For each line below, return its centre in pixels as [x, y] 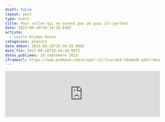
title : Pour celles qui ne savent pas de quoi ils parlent [67, 23]
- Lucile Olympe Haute [33, 37]
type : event [17, 19]
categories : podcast [26, 42]
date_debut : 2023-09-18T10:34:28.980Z [45, 46]
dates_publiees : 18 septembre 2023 [41, 55]
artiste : [14, 32]
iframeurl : [16, 60]
